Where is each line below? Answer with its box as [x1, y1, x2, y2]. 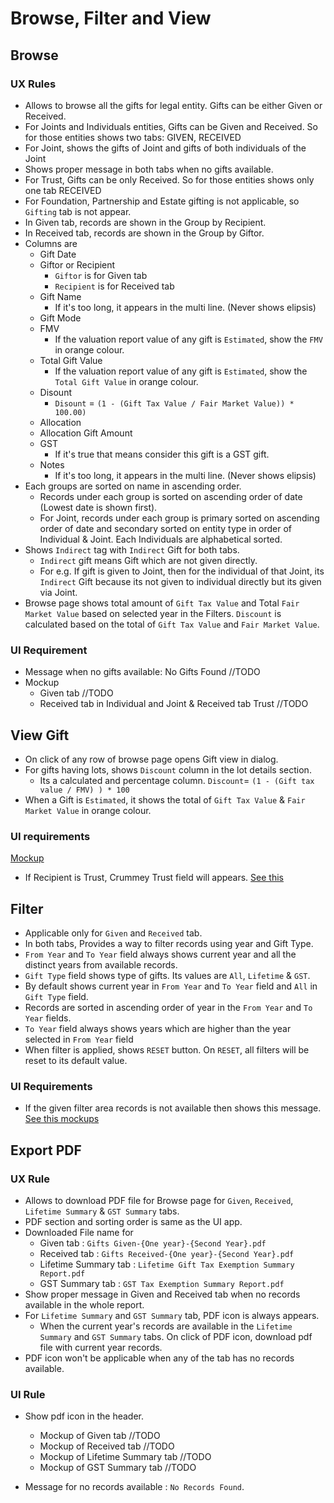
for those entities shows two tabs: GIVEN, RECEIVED [24, 131, 242, 143]
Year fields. [24, 1012, 72, 1024]
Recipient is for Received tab [54, 280, 175, 292]
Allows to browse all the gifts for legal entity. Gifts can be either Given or [24, 99, 323, 111]
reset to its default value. [24, 1055, 128, 1067]
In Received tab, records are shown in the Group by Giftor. [24, 227, 265, 239]
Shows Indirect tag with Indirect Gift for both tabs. [24, 543, 240, 556]
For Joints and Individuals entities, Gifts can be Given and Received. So [24, 120, 318, 132]
